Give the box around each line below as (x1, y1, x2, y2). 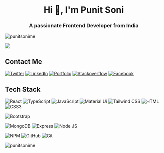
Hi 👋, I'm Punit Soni (43, 4, 124, 16)
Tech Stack (5, 85, 41, 94)
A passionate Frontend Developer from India (29, 22, 139, 29)
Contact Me (5, 57, 42, 66)
